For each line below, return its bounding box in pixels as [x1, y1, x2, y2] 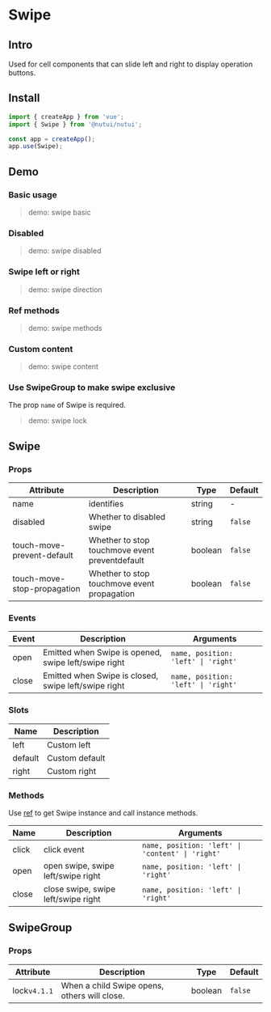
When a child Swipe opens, [60, 980, 165, 991]
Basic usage [8, 188, 58, 200]
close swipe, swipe [43, 883, 115, 895]
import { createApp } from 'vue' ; [8, 112, 125, 121]
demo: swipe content [27, 362, 99, 371]
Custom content [8, 343, 73, 354]
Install [8, 91, 40, 105]
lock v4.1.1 [12, 984, 54, 996]
